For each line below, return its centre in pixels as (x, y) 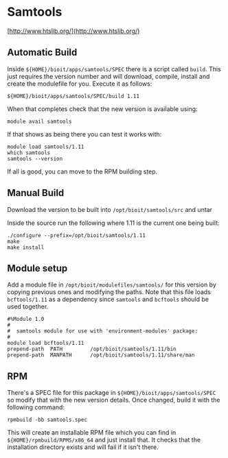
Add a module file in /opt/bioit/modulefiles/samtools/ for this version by (112, 285)
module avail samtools (39, 121)
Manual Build (36, 193)
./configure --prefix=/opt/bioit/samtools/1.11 (77, 235)
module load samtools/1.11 (46, 147)
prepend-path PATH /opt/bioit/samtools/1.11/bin (92, 349)
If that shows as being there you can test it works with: (84, 134)
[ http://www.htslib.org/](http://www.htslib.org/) (73, 31)
